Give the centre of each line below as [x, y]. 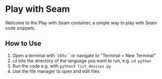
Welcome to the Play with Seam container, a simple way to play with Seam [81, 23]
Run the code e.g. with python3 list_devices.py [62, 66]
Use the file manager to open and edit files [56, 71]
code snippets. [20, 28]
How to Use [23, 44]
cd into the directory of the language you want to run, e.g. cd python [82, 61]
